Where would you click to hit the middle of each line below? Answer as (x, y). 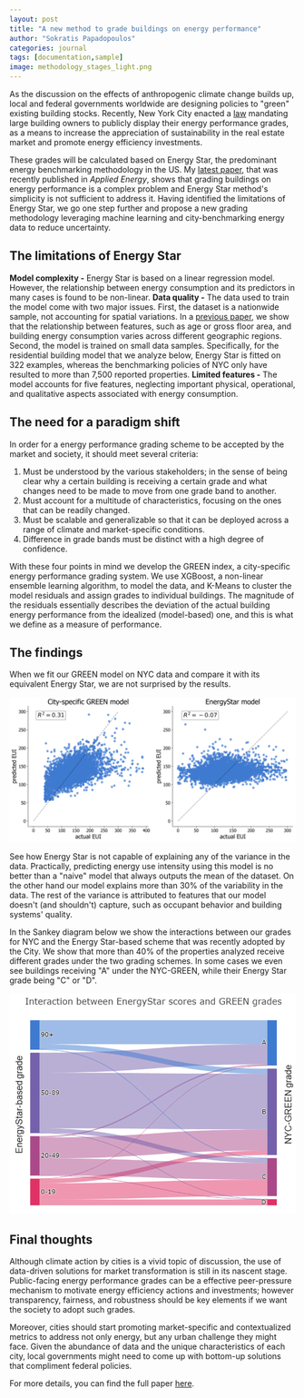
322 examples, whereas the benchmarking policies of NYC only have (138, 364)
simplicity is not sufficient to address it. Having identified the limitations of (147, 198)
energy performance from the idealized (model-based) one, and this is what (152, 614)
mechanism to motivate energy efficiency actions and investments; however (152, 1291)
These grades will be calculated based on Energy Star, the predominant (143, 160)
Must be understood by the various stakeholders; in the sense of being (155, 471)
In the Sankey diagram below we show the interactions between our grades (151, 932)
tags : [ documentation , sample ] (67, 58)
